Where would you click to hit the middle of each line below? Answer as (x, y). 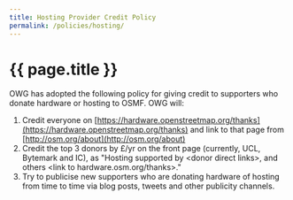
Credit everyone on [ (59, 120)
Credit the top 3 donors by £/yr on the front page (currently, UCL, (141, 149)
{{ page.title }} (64, 69)
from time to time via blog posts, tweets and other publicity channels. (148, 186)
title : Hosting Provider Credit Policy (83, 17)
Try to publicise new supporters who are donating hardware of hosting (151, 177)
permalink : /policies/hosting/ (67, 26)
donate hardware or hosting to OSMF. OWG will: (96, 104)
